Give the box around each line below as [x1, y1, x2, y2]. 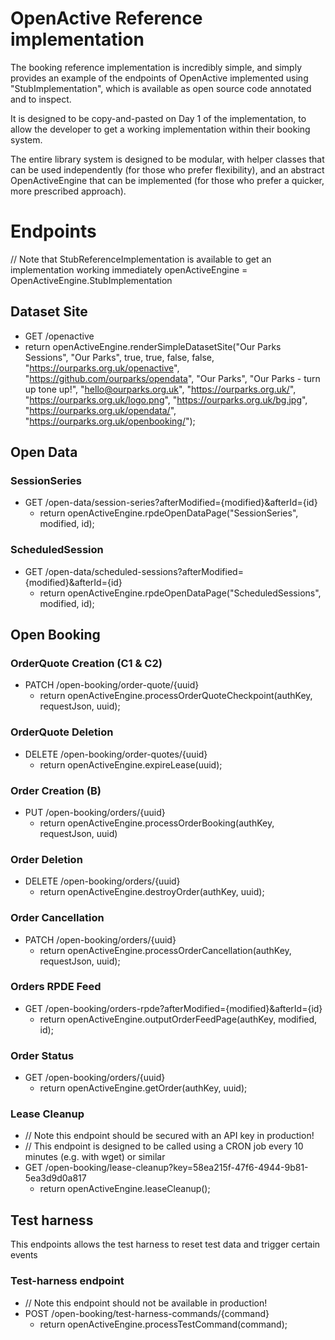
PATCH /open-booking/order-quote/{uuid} [24, 679, 200, 691]
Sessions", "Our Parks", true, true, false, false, [24, 351, 215, 363]
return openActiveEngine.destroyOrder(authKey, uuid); [39, 886, 265, 898]
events [10, 1249, 38, 1261]
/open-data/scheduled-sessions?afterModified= [44, 565, 244, 577]
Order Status [10, 1048, 75, 1062]
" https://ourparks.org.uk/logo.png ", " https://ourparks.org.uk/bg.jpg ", [24, 393, 308, 406]
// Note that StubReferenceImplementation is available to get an [10, 253, 272, 265]
